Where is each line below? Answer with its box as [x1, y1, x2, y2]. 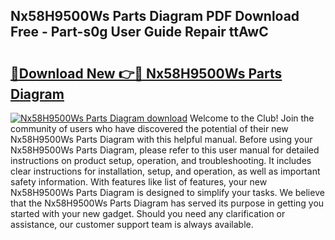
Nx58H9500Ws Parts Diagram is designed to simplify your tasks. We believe [10, 187, 325, 198]
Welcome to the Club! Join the [189, 112, 315, 124]
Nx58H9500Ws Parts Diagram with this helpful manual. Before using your [10, 134, 313, 145]
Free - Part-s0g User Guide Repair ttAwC [10, 24, 269, 41]
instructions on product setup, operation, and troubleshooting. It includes [10, 155, 312, 166]
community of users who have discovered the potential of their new [10, 123, 289, 134]
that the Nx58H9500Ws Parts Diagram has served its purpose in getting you [10, 197, 325, 209]
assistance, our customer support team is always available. [10, 219, 254, 230]
